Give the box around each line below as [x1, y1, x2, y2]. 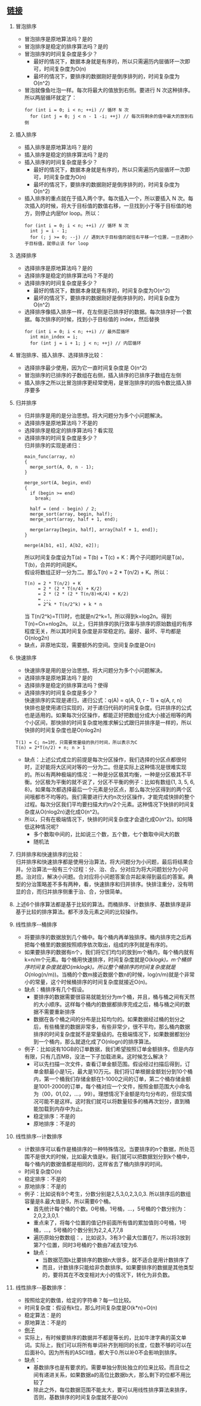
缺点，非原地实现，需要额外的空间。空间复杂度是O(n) [24, 641, 156, 648]
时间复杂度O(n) [24, 1168, 62, 1175]
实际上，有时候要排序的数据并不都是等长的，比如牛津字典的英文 [24, 1334, 181, 1341]
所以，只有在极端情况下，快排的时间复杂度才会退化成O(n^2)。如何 [24, 816, 187, 823]
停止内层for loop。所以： [40, 210, 101, 217]
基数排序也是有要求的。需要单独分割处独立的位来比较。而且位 [33, 1364, 185, 1371]
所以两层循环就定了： [24, 94, 77, 101]
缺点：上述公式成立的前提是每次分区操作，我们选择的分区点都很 [24, 756, 181, 763]
